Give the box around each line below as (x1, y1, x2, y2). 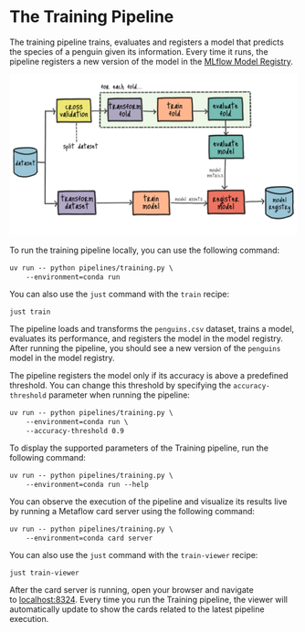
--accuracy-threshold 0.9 (26, 427, 125, 436)
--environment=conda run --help (26, 481, 149, 490)
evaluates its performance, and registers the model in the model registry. (9, 333, 283, 344)
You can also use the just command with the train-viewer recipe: (9, 550, 258, 561)
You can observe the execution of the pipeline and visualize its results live (9, 496, 288, 507)
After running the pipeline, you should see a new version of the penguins (9, 343, 281, 354)
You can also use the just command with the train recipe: (9, 289, 230, 300)
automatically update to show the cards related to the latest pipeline (9, 604, 265, 615)
